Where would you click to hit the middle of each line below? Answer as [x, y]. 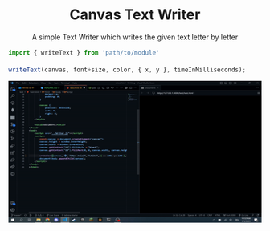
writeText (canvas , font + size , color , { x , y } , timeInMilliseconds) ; [127, 70]
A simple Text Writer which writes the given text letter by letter [135, 37]
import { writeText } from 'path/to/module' [84, 53]
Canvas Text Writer [135, 15]
